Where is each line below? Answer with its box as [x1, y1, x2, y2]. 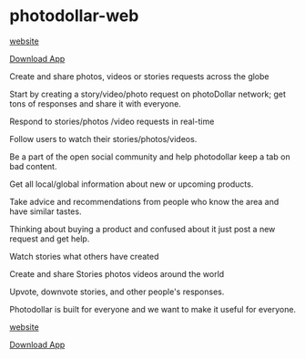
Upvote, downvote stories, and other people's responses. [9, 286, 225, 297]
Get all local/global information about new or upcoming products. [9, 179, 254, 190]
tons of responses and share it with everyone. [9, 97, 182, 109]
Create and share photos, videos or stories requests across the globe [9, 70, 269, 82]
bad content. [9, 160, 57, 171]
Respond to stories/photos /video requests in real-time [9, 116, 215, 127]
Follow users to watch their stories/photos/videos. [9, 133, 198, 144]
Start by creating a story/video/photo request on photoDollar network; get [9, 88, 287, 99]
